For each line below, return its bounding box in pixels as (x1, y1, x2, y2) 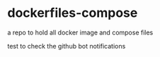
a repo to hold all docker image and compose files (7, 28, 154, 37)
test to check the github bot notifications (7, 42, 126, 50)
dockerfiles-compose (7, 5, 138, 21)
